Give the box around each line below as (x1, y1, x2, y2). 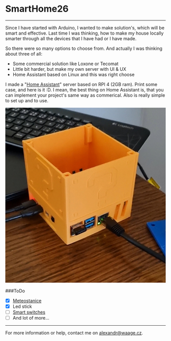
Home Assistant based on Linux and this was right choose (12, 71, 135, 77)
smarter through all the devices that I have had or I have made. (5, 35, 136, 41)
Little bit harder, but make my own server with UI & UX (12, 66, 126, 72)
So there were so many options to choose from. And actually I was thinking (5, 45, 163, 51)
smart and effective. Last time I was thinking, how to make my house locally (5, 30, 164, 36)
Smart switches (12, 309, 46, 315)
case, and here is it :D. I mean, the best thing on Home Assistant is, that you (5, 87, 164, 93)
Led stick (12, 303, 32, 309)
